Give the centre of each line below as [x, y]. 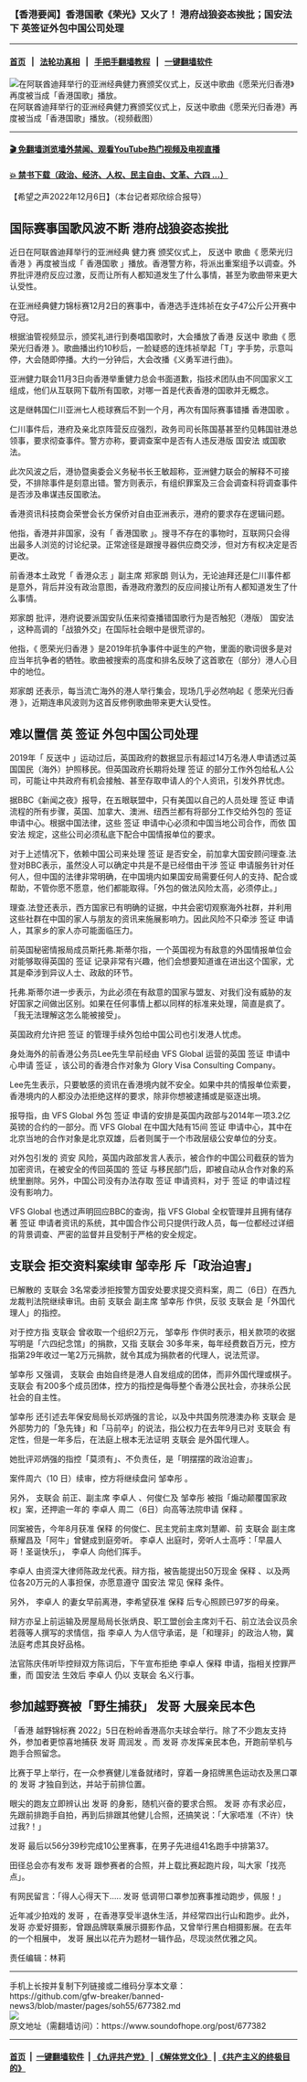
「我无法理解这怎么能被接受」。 [68, 1014]
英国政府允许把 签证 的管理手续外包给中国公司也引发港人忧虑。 [128, 1034]
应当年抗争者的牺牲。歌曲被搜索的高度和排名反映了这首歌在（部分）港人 [145, 660]
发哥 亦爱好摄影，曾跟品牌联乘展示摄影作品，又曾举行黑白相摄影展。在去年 [151, 1927]
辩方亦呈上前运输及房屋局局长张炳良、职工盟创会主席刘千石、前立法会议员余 [153, 1621]
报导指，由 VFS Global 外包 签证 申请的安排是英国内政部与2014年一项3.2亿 [150, 1115]
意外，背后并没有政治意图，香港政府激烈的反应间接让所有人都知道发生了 [153, 587]
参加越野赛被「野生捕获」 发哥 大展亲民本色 [132, 1707]
